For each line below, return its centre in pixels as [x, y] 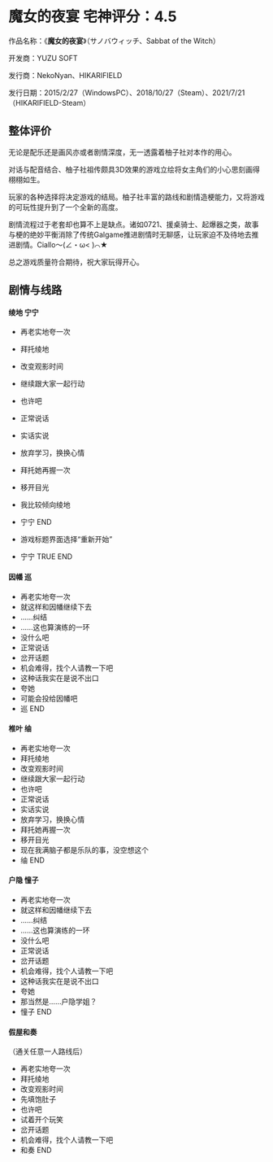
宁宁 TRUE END [46, 557]
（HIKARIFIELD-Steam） [50, 103]
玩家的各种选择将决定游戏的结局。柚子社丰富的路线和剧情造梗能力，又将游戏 [136, 197]
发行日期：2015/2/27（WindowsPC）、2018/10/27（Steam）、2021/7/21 [127, 92]
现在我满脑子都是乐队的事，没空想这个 [84, 850]
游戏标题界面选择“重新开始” [66, 539]
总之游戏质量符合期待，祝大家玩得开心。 [76, 262]
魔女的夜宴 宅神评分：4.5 [93, 17]
